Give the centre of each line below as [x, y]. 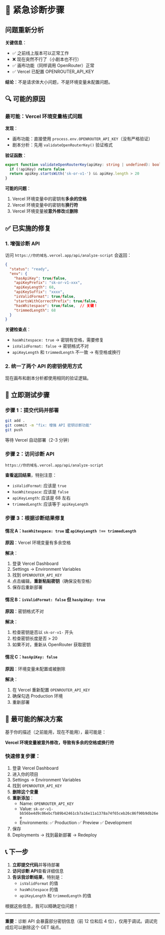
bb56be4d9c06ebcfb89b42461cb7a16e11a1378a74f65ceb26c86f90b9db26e [89, 813]
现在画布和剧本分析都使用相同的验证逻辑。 [48, 378]
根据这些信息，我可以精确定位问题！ [42, 906]
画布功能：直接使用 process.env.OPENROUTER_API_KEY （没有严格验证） [82, 139]
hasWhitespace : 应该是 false [40, 492]
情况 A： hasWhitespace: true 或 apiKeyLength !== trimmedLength [71, 531]
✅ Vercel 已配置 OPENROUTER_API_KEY [53, 71]
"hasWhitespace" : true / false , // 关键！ [56, 306]
